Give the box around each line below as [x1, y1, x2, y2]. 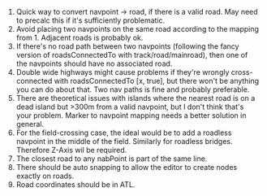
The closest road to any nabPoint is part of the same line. [15, 154, 208, 163]
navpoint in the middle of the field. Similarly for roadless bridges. [15, 137, 233, 146]
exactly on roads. [15, 171, 75, 181]
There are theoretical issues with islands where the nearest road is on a [15, 94, 256, 102]
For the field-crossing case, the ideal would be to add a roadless [15, 128, 232, 137]
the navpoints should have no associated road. [15, 59, 173, 68]
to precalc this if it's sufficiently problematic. [15, 15, 166, 25]
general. [15, 120, 45, 128]
